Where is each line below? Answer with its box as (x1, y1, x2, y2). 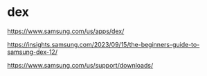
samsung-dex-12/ (7, 48, 57, 56)
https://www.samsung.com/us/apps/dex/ (7, 27, 125, 35)
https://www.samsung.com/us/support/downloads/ (7, 61, 154, 69)
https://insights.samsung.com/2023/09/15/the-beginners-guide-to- (7, 40, 200, 48)
